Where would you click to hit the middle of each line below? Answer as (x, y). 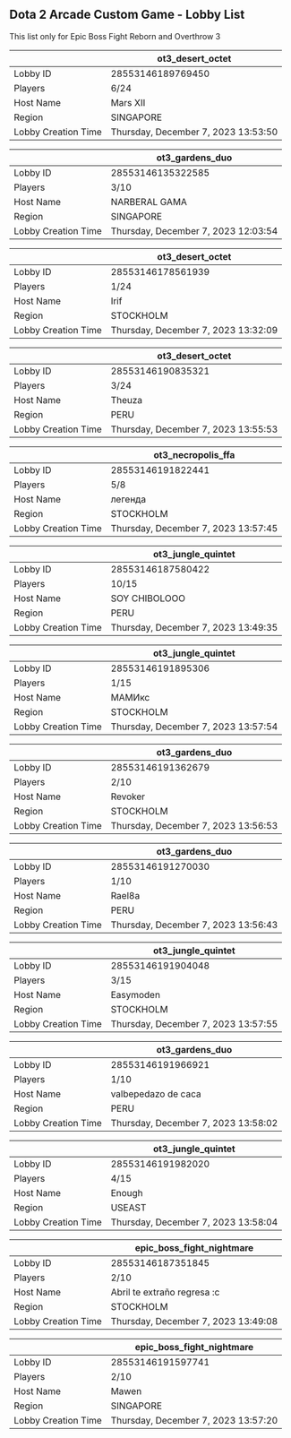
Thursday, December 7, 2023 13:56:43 (194, 925)
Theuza (127, 400)
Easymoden (136, 995)
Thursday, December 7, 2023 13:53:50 (194, 132)
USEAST (128, 1207)
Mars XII (128, 102)
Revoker (128, 796)
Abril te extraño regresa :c (165, 1292)
